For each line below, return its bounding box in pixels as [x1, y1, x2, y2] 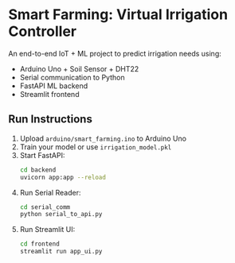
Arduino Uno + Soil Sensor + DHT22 [19, 64, 139, 73]
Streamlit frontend [19, 89, 80, 99]
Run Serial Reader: [19, 188, 81, 197]
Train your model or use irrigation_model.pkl [19, 141, 172, 152]
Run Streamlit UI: [19, 225, 76, 234]
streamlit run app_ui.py [19, 248, 103, 256]
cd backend [19, 165, 57, 174]
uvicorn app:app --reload [19, 173, 106, 181]
